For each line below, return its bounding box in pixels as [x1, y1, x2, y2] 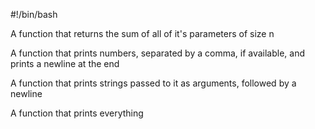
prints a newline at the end [10, 58, 120, 69]
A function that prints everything [10, 107, 144, 119]
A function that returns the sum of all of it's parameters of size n [10, 28, 275, 39]
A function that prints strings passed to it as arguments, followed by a [10, 77, 297, 89]
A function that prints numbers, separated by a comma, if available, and [10, 47, 306, 59]
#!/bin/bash [10, 9, 58, 20]
